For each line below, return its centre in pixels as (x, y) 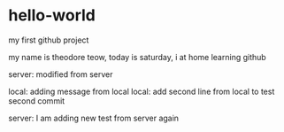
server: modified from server (61, 74)
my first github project (49, 40)
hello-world (52, 16)
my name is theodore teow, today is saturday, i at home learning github (137, 57)
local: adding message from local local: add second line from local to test (142, 91)
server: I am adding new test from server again (93, 118)
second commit (37, 101)
